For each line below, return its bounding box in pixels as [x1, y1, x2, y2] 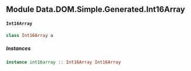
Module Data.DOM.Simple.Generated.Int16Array [6, 5, 185, 14]
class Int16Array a [6, 32, 54, 38]
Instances [6, 45, 31, 52]
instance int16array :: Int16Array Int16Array [6, 59, 121, 65]
